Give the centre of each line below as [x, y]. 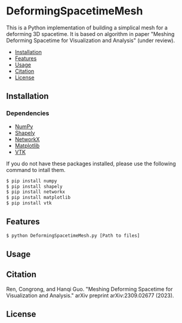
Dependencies [28, 113]
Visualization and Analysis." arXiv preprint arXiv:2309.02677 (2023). [90, 295]
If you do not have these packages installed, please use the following [91, 164]
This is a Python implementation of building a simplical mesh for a [87, 28]
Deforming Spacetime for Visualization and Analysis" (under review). [90, 40]
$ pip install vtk [29, 203]
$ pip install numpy [32, 181]
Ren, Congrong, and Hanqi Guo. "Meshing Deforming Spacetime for [90, 289]
